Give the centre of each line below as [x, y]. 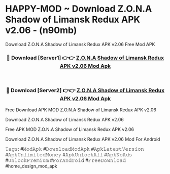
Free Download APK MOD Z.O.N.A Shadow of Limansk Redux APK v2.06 [81, 110]
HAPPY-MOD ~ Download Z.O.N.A [79, 9]
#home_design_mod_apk [31, 166]
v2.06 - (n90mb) [41, 30]
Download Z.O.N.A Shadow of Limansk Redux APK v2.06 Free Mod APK [80, 44]
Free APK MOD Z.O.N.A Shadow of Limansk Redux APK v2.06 [70, 129]
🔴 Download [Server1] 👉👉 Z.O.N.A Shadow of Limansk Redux [85, 58]
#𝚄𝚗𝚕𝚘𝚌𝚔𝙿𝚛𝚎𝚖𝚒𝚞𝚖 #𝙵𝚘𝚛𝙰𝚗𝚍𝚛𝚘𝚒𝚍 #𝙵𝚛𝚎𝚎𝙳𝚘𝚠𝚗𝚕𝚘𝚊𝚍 [65, 160]
